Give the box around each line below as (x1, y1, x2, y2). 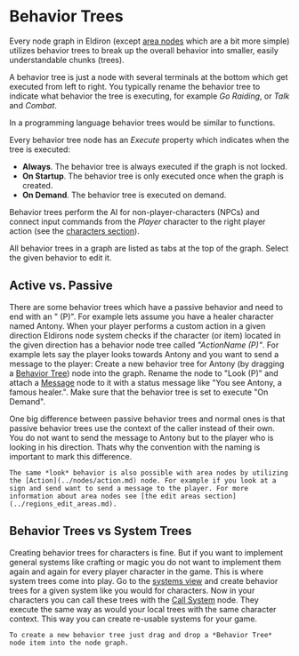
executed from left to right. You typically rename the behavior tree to (9, 81, 261, 92)
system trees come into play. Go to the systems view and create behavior (9, 575, 279, 586)
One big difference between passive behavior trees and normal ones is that (9, 413, 286, 424)
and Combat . (9, 100, 58, 110)
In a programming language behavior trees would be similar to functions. (9, 117, 276, 128)
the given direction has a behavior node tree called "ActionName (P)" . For (9, 340, 279, 350)
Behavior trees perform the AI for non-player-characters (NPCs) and (9, 206, 260, 217)
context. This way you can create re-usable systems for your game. (9, 613, 258, 624)
